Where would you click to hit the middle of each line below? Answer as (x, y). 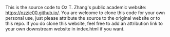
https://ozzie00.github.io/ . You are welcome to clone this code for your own (85, 13)
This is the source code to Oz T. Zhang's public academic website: (76, 7)
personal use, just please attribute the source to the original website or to (83, 18)
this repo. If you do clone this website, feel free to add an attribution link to (84, 23)
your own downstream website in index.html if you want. (65, 29)
